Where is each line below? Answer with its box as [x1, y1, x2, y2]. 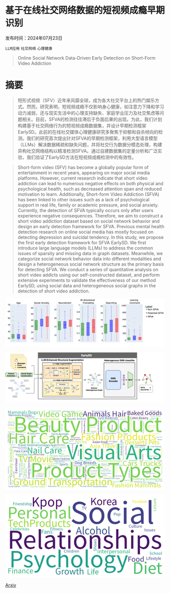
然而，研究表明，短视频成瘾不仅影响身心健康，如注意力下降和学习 [26, 103, 164, 109]
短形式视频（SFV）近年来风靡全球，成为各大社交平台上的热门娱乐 [17, 97, 155, 103]
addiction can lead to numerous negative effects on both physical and [17, 180, 163, 186]
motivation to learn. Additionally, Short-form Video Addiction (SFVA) [17, 191, 159, 197]
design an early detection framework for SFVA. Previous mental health [17, 223, 164, 229]
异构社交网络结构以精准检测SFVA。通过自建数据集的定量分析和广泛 [17, 148, 158, 154]
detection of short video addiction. [17, 288, 90, 294]
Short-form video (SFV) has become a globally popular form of [17, 164, 149, 170]
